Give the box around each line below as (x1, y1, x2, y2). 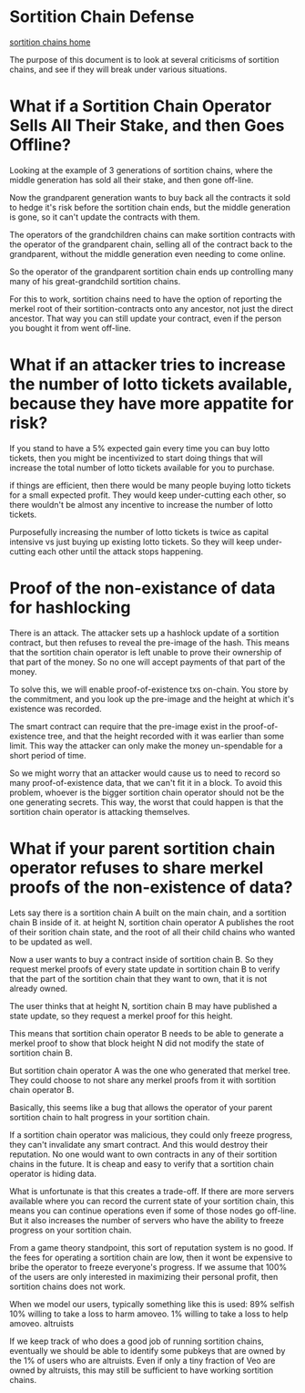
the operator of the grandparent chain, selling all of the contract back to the (9, 239, 293, 250)
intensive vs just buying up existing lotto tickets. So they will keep (9, 536, 255, 547)
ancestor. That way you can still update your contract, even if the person (9, 313, 282, 324)
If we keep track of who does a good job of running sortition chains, (9, 1336, 264, 1347)
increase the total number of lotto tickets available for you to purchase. (9, 462, 275, 473)
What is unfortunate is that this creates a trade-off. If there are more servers (9, 1185, 294, 1196)
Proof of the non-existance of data (9, 578, 276, 598)
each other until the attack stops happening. (37, 545, 204, 557)
